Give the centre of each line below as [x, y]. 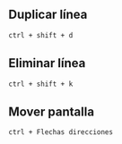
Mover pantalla [52, 111]
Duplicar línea [48, 15]
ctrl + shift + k [41, 84]
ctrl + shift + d [41, 35]
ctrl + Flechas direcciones [61, 132]
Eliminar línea [47, 63]
